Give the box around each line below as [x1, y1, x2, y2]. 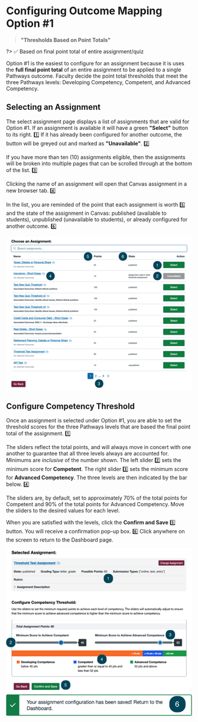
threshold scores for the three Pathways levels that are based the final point [6, 423, 191, 431]
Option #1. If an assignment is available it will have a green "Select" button [6, 124, 189, 131]
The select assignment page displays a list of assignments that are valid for [6, 117, 190, 125]
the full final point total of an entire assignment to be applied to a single [6, 66, 181, 73]
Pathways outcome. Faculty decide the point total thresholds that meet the [6, 72, 188, 79]
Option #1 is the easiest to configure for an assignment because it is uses [6, 59, 184, 66]
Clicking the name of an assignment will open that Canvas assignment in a [6, 180, 187, 187]
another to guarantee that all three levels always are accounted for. [6, 450, 170, 457]
